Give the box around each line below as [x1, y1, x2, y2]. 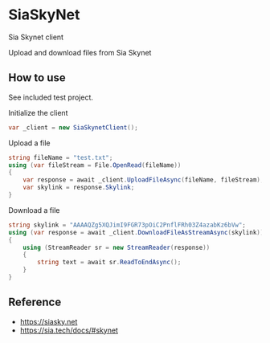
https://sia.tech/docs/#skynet [19, 325, 119, 335]
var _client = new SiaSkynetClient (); [8, 123, 138, 132]
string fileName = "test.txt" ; [8, 153, 113, 161]
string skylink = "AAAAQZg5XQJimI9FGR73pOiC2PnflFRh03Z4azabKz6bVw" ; [8, 221, 247, 229]
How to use [8, 71, 66, 85]
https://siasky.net [19, 316, 78, 326]
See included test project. [8, 92, 94, 102]
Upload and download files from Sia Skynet [8, 47, 152, 57]
